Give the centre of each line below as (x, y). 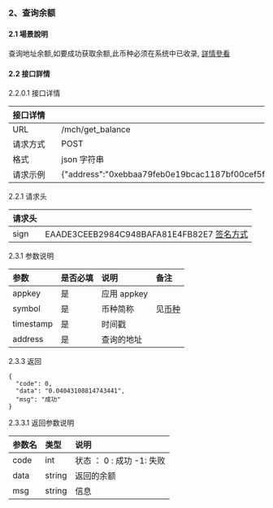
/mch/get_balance (96, 129)
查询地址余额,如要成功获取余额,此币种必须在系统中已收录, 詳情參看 (119, 54)
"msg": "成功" (38, 400)
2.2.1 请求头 (28, 196)
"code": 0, (34, 384)
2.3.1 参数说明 (31, 256)
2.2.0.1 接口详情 (35, 93)
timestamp (33, 324)
